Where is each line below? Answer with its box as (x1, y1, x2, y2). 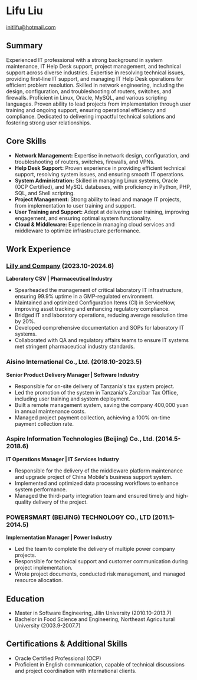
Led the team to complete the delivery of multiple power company (14, 546, 175, 553)
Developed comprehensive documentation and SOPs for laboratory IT (14, 324, 185, 331)
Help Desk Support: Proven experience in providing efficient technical (14, 164, 186, 172)
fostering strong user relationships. (6, 119, 91, 126)
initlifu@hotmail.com (6, 24, 56, 31)
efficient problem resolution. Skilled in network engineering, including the (6, 81, 185, 88)
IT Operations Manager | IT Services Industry (6, 455, 119, 462)
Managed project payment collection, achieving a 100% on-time (14, 414, 170, 421)
